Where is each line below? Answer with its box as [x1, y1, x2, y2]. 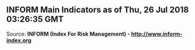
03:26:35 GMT [6, 14, 64, 25]
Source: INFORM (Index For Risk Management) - [6, 30, 130, 37]
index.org [6, 36, 32, 44]
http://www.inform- [131, 30, 183, 37]
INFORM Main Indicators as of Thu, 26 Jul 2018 [6, 5, 189, 15]
